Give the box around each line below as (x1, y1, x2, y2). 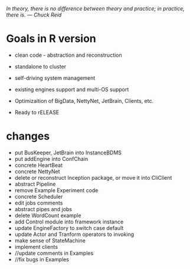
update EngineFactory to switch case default (14, 224, 124, 231)
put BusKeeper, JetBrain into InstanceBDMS (14, 149, 122, 156)
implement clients (14, 243, 58, 250)
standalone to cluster (14, 63, 67, 70)
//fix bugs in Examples (14, 255, 70, 262)
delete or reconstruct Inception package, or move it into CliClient (14, 174, 172, 181)
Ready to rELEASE (14, 109, 60, 116)
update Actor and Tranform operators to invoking (14, 231, 135, 238)
